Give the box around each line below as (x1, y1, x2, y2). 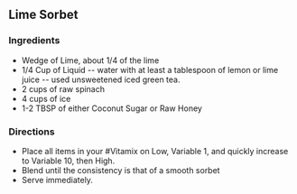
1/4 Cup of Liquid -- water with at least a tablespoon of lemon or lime (21, 64, 279, 75)
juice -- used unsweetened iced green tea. (21, 74, 181, 85)
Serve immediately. (21, 174, 94, 185)
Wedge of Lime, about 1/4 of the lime (21, 54, 160, 66)
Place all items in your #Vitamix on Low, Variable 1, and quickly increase (21, 145, 289, 156)
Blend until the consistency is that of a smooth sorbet (21, 164, 220, 175)
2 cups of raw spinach (21, 83, 106, 94)
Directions (8, 125, 55, 138)
